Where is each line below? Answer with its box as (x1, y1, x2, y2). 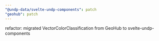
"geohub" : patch (5, 12, 38, 17)
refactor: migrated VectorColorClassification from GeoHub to (5, 25, 127, 31)
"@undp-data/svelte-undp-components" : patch (5, 7, 97, 12)
